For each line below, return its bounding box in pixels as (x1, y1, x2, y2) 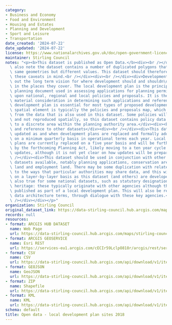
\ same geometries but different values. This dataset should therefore (10, 70, 168, 75)
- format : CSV (5, 250, 36, 255)
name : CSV (10, 255, 31, 260)
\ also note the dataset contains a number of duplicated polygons (10, 64, 157, 70)
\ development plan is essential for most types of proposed (10, 103, 143, 108)
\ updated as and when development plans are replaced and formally (10, 131, 159, 136)
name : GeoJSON (10, 269, 40, 274)
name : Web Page (10, 226, 42, 232)
